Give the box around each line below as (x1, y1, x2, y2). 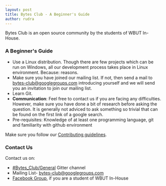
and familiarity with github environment (12, 122, 93, 128)
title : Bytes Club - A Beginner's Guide (5, 12, 90, 17)
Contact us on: (5, 155, 36, 161)
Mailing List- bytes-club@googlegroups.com (12, 170, 104, 176)
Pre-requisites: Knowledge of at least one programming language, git (12, 117, 154, 123)
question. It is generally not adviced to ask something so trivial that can (12, 106, 158, 112)
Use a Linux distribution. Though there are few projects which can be (12, 59, 154, 65)
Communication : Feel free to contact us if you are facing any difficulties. (12, 95, 162, 101)
